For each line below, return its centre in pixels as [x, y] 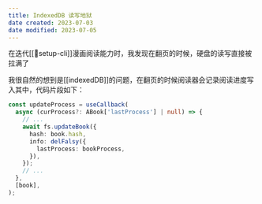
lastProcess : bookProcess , [81, 149]
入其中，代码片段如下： [46, 90]
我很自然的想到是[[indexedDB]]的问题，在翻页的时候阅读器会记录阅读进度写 [131, 80]
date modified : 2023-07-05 [52, 30]
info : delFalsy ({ [58, 141]
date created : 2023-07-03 [51, 23]
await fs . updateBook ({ [60, 127]
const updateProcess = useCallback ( [68, 105]
